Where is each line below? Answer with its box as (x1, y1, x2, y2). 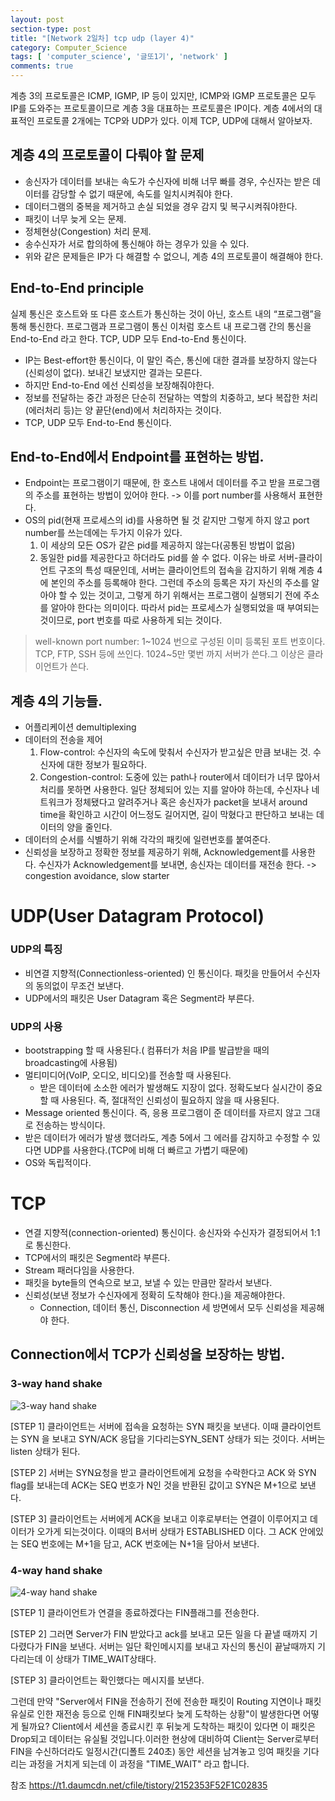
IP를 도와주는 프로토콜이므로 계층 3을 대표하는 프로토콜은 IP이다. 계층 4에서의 (10, 102, 312, 114)
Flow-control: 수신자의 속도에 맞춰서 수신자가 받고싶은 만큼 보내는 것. (39, 746, 312, 758)
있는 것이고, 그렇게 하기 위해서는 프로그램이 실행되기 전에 (79, 589, 302, 601)
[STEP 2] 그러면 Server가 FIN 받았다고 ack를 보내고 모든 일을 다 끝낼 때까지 (10, 1627, 308, 1640)
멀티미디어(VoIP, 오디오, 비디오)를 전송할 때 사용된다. (24, 1069, 232, 1081)
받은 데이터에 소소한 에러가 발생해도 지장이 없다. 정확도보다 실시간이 (39, 1082, 305, 1094)
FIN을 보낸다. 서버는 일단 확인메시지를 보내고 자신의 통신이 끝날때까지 (44, 1640, 316, 1652)
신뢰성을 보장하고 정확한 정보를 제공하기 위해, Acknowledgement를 (24, 846, 290, 858)
